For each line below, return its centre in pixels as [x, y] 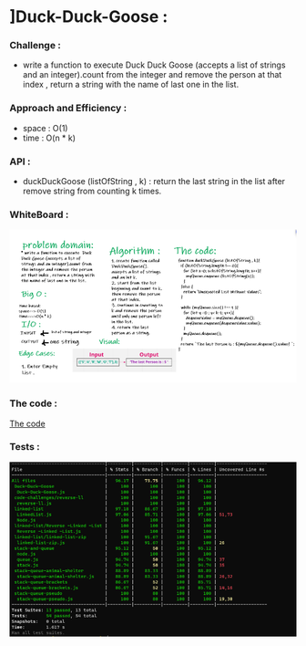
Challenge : [36, 46]
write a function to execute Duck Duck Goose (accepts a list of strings [154, 65]
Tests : [25, 447]
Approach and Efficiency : [68, 109]
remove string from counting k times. [92, 191]
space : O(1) [45, 128]
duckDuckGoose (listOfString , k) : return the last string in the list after [153, 182]
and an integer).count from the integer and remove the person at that [152, 75]
